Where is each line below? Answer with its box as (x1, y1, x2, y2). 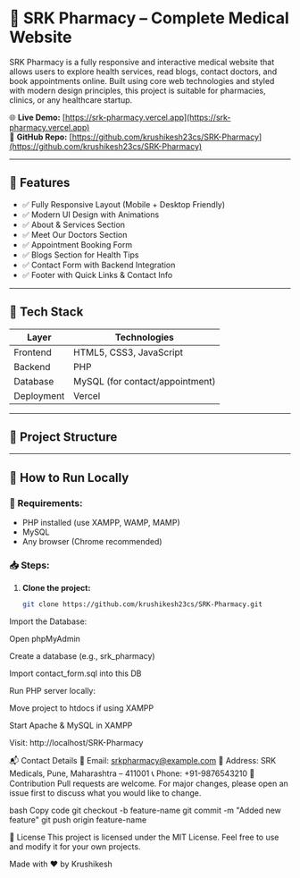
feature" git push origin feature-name (9, 815, 147, 825)
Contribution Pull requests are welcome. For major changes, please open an (9, 778, 288, 789)
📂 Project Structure (9, 429, 118, 444)
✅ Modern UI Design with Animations (21, 209, 160, 220)
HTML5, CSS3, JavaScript (72, 346, 184, 359)
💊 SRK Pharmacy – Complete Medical (9, 8, 290, 29)
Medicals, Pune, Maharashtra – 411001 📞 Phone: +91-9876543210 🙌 (9, 768, 255, 779)
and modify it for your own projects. (9, 841, 141, 852)
